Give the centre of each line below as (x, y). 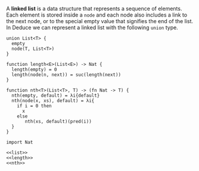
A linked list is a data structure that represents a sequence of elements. (94, 9)
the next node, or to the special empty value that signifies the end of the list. (100, 21)
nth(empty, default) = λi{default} (56, 96)
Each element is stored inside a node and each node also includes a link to (97, 15)
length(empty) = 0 (35, 69)
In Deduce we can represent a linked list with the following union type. (92, 27)
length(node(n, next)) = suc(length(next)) (66, 75)
